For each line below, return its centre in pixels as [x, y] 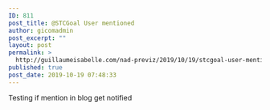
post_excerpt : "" [37, 38]
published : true [35, 68]
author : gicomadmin [41, 30]
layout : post [30, 45]
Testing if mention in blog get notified [70, 97]
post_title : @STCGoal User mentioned [72, 23]
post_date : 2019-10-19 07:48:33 [62, 75]
